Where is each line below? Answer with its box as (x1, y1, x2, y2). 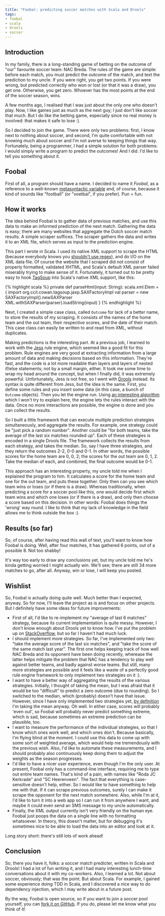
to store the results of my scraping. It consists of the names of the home (5, 315, 151, 321)
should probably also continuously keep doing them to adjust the (12, 751, 144, 756)
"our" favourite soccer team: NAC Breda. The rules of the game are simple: (5, 66, 157, 72)
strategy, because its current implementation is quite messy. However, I (12, 620, 157, 626)
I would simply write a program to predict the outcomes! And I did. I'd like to (5, 148, 159, 154)
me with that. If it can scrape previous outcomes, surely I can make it (12, 787, 152, 793)
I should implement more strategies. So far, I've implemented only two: (12, 636, 155, 642)
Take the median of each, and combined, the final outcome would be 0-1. (5, 458, 153, 464)
